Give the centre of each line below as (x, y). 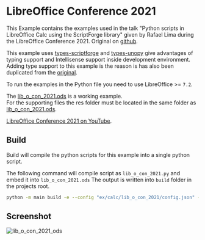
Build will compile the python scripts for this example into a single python (98, 155)
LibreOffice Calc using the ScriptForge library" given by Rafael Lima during (100, 34)
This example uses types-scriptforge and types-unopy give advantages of (100, 53)
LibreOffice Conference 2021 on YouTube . (59, 121)
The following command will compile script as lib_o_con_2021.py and (93, 173)
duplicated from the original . (42, 72)
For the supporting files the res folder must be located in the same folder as (101, 103)
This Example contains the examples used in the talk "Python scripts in (95, 28)
